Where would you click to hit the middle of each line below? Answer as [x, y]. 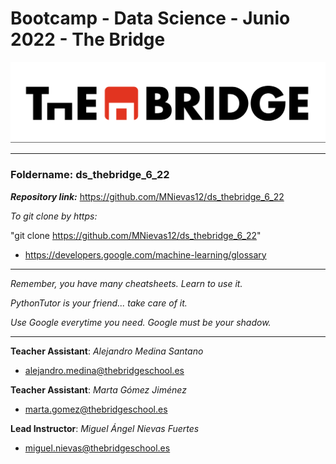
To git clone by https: [54, 216]
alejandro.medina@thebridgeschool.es [104, 370]
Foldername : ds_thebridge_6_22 [90, 175]
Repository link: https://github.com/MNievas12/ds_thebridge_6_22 [147, 196]
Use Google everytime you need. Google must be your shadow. [141, 322]
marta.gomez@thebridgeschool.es [96, 409]
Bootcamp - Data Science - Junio [150, 18]
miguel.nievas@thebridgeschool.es [97, 448]
